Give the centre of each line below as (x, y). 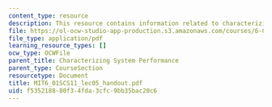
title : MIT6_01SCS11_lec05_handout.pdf (76, 83)
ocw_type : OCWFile (39, 53)
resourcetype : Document (49, 76)
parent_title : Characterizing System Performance (94, 61)
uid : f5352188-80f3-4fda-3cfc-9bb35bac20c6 (83, 91)
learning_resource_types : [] (57, 46)
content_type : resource (49, 16)
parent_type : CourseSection (56, 68)
